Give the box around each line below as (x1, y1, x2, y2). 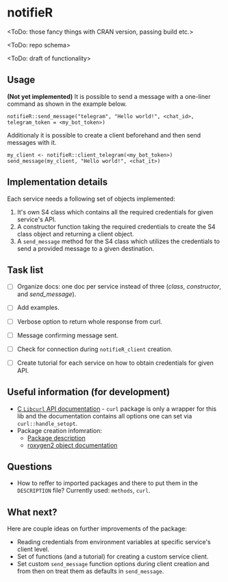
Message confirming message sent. (16, 331, 118, 339)
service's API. (16, 215, 56, 223)
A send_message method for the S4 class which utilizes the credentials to (16, 237, 220, 245)
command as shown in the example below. (7, 100, 127, 108)
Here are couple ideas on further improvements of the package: (7, 524, 187, 533)
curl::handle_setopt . (16, 419, 77, 427)
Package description (27, 434, 86, 442)
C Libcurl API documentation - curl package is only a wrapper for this (16, 404, 217, 413)
